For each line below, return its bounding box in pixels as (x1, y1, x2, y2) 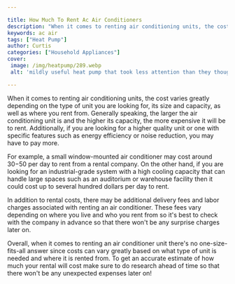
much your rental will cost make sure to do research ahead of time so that (7, 261, 220, 270)
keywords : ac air (7, 29, 58, 36)
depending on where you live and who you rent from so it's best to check (7, 210, 218, 219)
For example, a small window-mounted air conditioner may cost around (7, 152, 213, 161)
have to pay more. (7, 138, 59, 147)
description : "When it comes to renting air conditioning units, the (7, 22, 215, 30)
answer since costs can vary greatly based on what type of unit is (27, 246, 217, 255)
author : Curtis (7, 43, 52, 50)
